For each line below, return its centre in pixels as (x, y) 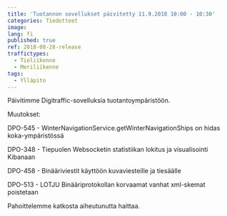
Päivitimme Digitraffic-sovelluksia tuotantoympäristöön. (89, 101)
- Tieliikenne (35, 61)
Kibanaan (21, 157)
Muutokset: (24, 114)
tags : (15, 73)
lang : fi (20, 34)
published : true (31, 41)
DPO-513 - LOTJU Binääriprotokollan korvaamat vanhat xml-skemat (106, 185)
